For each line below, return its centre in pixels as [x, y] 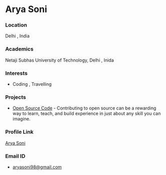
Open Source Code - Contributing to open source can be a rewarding [84, 108]
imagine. [21, 119]
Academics [19, 49]
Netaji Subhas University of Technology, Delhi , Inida [60, 60]
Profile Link [19, 132]
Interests [16, 73]
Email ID [15, 156]
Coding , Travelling [32, 84]
